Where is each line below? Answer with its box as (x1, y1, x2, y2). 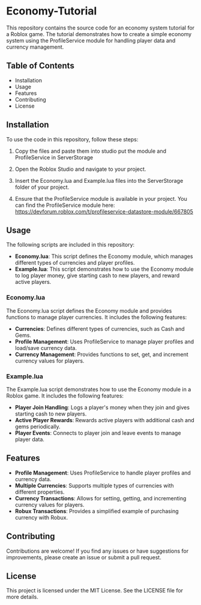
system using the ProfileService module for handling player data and (6, 37, 176, 44)
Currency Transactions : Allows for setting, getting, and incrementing (14, 494, 187, 502)
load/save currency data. (14, 344, 77, 351)
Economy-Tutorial (6, 4, 97, 18)
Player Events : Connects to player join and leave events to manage (14, 429, 181, 437)
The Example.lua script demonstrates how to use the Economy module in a (6, 385, 191, 393)
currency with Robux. (14, 514, 68, 521)
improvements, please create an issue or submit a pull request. (6, 553, 162, 560)
